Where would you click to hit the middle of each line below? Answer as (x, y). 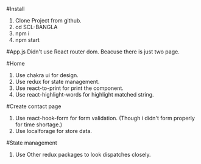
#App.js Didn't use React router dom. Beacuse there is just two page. (93, 52)
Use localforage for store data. (54, 131)
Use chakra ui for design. (47, 75)
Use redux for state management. (57, 82)
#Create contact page (34, 106)
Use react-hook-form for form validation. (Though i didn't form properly (105, 118)
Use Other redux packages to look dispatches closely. (83, 155)
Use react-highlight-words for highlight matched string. (84, 94)
